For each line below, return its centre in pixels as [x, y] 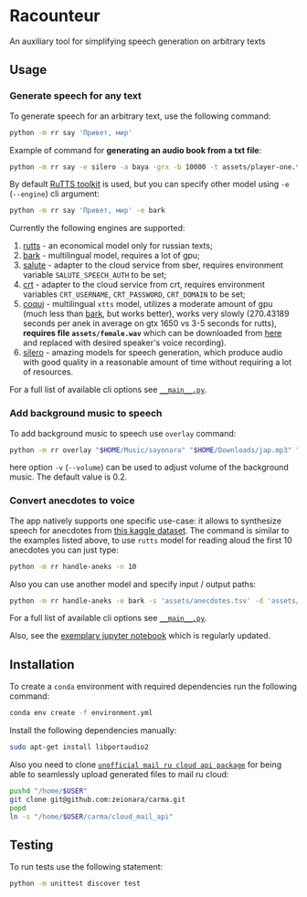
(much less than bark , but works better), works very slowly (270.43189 [156, 314]
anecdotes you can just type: [64, 550]
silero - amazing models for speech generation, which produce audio [153, 353]
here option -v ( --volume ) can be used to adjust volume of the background [149, 468]
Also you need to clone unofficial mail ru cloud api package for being [146, 765]
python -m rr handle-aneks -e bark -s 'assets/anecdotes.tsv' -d [136, 601]
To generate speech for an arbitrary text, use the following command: [140, 116]
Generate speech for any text [75, 96]
